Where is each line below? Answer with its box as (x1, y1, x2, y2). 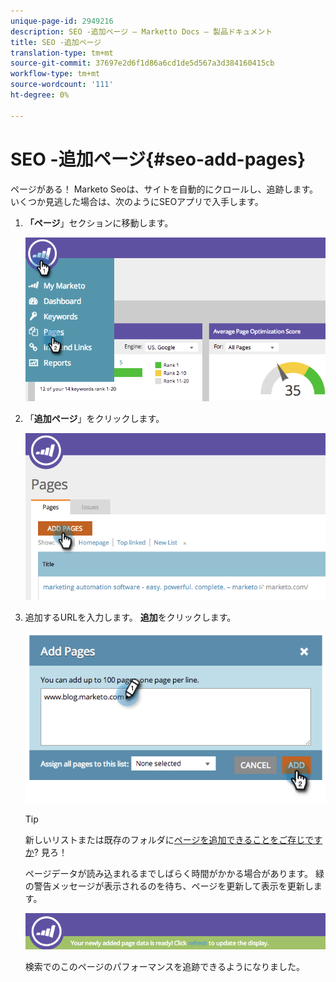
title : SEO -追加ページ (10, 37, 102, 47)
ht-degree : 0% (10, 90, 70, 100)
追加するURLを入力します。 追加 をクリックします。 (24, 611, 237, 623)
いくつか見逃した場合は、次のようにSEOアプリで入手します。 (10, 195, 264, 207)
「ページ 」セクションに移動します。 (24, 216, 174, 229)
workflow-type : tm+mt (10, 69, 101, 79)
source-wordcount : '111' (10, 80, 114, 90)
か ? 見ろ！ (24, 846, 68, 858)
